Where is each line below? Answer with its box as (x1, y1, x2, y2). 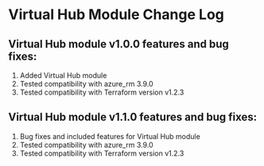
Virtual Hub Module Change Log (8, 6, 224, 24)
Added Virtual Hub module (19, 71, 107, 80)
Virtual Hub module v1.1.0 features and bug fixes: (8, 110, 257, 124)
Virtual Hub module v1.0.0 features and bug (8, 37, 229, 51)
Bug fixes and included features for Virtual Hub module (19, 131, 200, 141)
